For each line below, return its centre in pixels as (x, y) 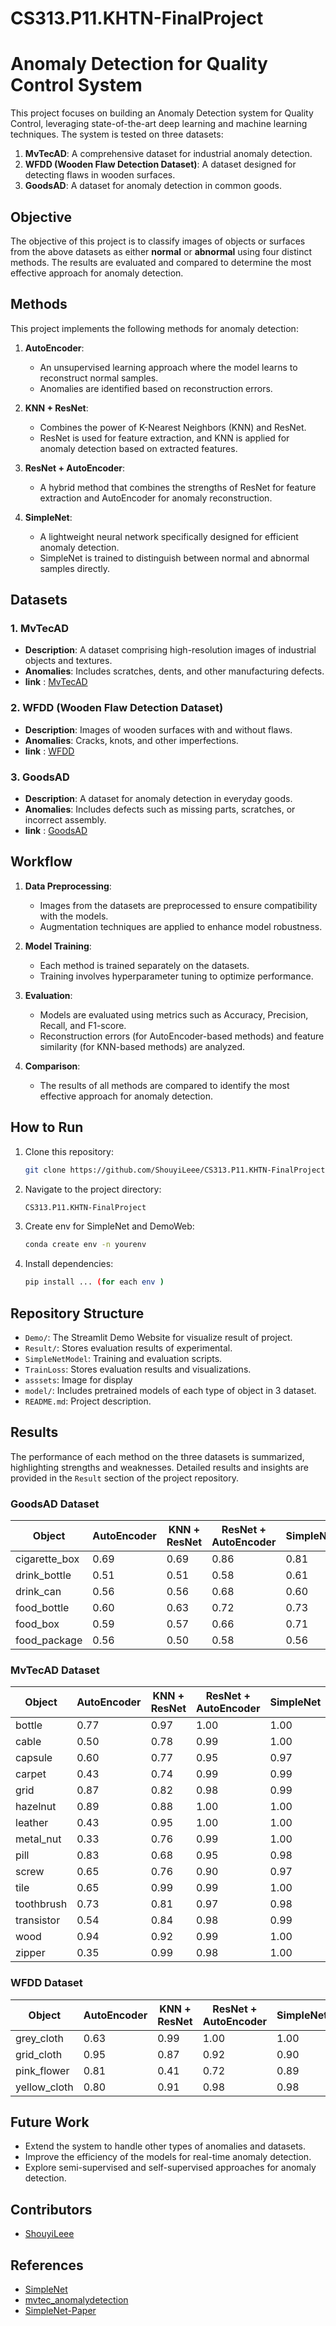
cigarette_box (47, 1559)
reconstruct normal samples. (99, 378)
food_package (49, 1640)
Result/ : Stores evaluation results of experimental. (128, 1348)
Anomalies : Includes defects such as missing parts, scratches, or (160, 809)
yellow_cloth (44, 2087)
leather (32, 1823)
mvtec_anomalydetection (76, 2300)
